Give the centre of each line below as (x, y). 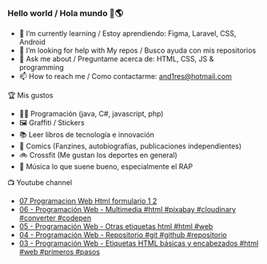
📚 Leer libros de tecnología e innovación (87, 135)
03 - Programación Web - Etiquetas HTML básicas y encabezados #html (139, 243)
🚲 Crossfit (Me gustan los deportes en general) (98, 156)
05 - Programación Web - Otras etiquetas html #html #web (116, 227)
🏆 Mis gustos (30, 96)
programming (42, 68)
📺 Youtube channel (40, 183)
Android (32, 42)
